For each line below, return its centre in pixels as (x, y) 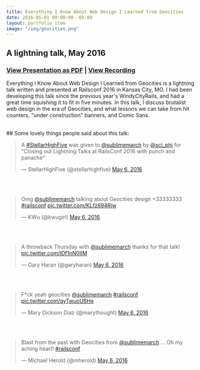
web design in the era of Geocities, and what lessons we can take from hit (98, 108)
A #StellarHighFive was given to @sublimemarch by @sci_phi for (101, 144)
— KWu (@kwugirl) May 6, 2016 (60, 217)
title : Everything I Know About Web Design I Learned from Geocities (95, 12)
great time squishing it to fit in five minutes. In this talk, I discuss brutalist (96, 102)
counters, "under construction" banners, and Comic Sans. (78, 115)
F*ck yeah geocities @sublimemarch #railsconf (80, 294)
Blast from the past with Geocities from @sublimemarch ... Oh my (102, 342)
